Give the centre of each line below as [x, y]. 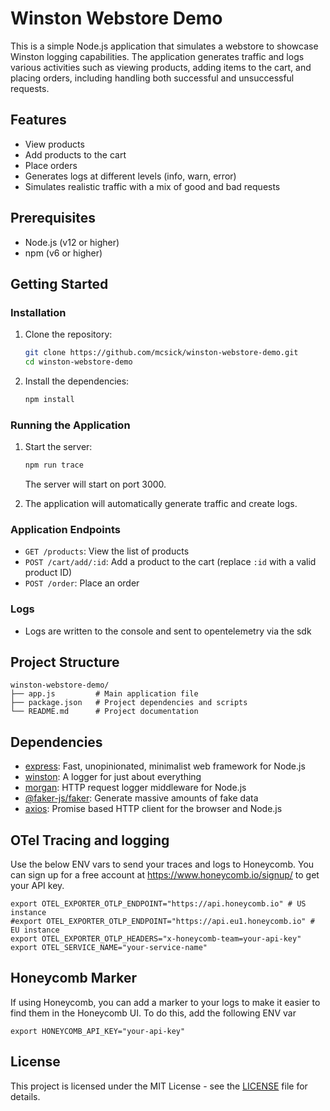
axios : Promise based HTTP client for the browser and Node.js [153, 809]
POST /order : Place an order [82, 583]
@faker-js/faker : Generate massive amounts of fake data [141, 798]
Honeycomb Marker [74, 978]
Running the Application [70, 425]
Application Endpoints [65, 529]
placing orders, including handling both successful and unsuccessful [152, 78]
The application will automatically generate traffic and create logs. [161, 504]
